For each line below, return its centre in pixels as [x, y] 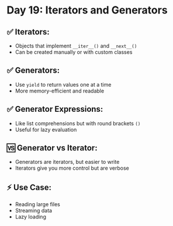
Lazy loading [30, 217]
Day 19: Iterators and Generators [87, 10]
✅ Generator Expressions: [55, 109]
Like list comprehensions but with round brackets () [78, 123]
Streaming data [33, 211]
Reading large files [38, 204]
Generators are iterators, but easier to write [67, 162]
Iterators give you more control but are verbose [72, 168]
